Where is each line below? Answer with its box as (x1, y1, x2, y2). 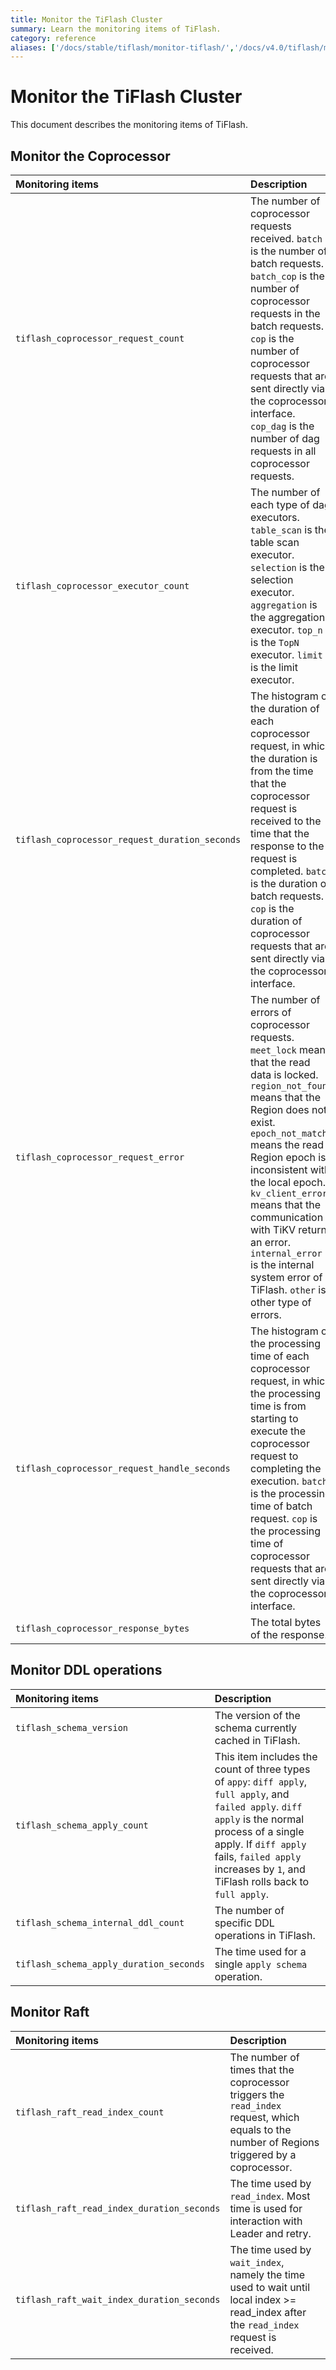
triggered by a (229, 2147, 297, 2161)
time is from (250, 1399, 307, 1413)
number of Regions (229, 2135, 320, 2149)
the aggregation (250, 611, 326, 624)
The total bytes (250, 1616, 322, 1629)
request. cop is (250, 1512, 318, 1525)
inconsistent (250, 1163, 308, 1176)
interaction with (229, 2214, 303, 2228)
